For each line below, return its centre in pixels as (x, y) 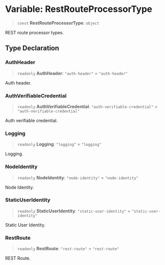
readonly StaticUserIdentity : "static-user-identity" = (74, 211)
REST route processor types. (34, 32)
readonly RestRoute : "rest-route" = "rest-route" (68, 249)
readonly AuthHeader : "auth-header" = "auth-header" (72, 73)
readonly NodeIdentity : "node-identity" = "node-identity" (78, 177)
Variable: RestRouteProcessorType (79, 9)
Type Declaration (32, 48)
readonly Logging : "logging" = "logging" (59, 144)
